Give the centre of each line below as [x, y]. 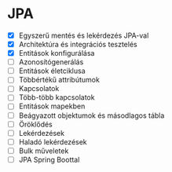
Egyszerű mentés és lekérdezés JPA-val [84, 35]
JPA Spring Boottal [49, 159]
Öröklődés [35, 124]
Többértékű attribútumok [59, 80]
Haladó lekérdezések [53, 141]
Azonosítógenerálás [51, 62]
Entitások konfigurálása [57, 53]
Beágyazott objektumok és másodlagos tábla [91, 115]
